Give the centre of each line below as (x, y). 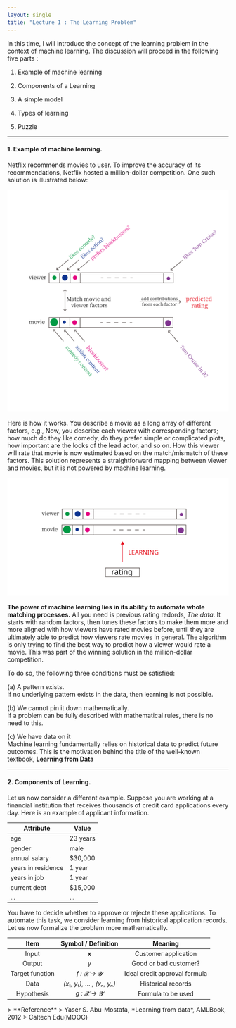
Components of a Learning (56, 85)
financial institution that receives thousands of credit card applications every (118, 805)
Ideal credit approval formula (166, 974)
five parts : (23, 58)
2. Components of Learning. (49, 782)
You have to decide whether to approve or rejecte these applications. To (112, 913)
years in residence (37, 868)
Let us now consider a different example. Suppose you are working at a (111, 798)
